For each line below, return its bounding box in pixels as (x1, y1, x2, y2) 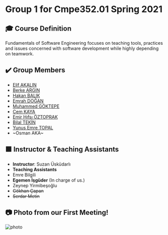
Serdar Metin (12, 193, 40, 199)
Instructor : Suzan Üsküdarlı (12, 161, 71, 167)
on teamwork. (5, 51, 34, 56)
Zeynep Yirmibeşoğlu (12, 182, 57, 188)
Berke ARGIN (12, 87, 40, 93)
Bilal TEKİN (12, 119, 36, 125)
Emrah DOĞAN (12, 98, 44, 104)
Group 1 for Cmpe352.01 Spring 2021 (5, 4, 162, 15)
